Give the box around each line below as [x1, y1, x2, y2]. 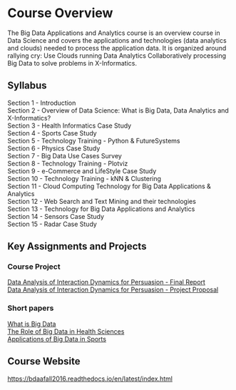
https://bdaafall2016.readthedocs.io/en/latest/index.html [7, 374, 173, 383]
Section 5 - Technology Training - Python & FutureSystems [7, 136, 180, 145]
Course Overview [7, 5, 113, 21]
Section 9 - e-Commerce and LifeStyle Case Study [7, 166, 157, 175]
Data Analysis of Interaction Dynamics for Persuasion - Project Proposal [7, 285, 219, 294]
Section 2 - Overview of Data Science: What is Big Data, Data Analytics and [7, 106, 230, 115]
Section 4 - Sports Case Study [7, 128, 98, 137]
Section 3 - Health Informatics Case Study [7, 121, 132, 130]
